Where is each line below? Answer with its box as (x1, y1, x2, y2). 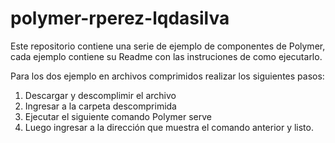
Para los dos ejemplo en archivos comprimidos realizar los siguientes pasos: (10, 70, 325, 82)
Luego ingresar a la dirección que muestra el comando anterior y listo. (24, 121, 314, 133)
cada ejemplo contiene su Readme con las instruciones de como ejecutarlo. (10, 50, 323, 62)
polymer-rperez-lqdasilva (10, 7, 230, 30)
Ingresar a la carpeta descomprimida (24, 100, 177, 112)
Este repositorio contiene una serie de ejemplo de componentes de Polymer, (10, 40, 326, 52)
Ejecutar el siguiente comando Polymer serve (24, 110, 212, 122)
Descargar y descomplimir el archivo (24, 89, 177, 101)
